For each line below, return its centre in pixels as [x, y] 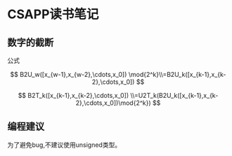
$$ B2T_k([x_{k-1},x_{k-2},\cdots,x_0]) [73, 95]
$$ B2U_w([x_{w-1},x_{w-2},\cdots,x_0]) [69, 75]
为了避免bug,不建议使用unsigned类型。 [64, 145]
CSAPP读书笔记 [53, 14]
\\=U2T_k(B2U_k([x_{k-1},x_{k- [174, 95]
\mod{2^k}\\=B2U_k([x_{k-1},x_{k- [177, 75]
